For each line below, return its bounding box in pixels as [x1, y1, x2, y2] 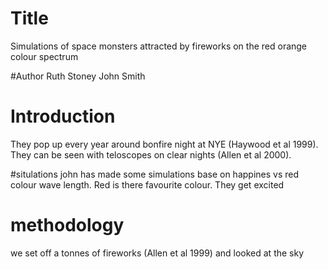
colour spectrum [10, 50, 79, 62]
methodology [10, 214, 125, 237]
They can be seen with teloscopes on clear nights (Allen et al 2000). [10, 148, 292, 161]
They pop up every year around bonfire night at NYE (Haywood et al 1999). [10, 138, 319, 150]
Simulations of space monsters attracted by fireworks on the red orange [10, 40, 308, 52]
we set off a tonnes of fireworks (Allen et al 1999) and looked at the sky [10, 247, 305, 259]
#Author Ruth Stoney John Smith [10, 70, 146, 82]
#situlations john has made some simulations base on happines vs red [10, 168, 300, 180]
